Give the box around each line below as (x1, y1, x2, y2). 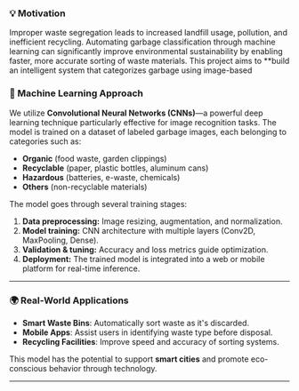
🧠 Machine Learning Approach (9, 87, 144, 100)
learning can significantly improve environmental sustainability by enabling (9, 46, 283, 57)
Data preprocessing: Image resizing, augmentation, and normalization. (21, 216, 283, 227)
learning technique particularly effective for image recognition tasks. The (9, 116, 278, 127)
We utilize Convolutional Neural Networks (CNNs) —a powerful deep (9, 108, 264, 118)
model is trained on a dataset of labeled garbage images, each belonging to (9, 126, 287, 137)
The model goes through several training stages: (9, 198, 188, 209)
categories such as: (9, 136, 82, 147)
